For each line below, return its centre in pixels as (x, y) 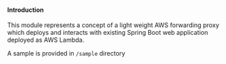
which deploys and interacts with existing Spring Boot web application (108, 33)
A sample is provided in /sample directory (66, 54)
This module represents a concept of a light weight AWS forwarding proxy (113, 25)
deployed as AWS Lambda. (46, 40)
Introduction (25, 10)
